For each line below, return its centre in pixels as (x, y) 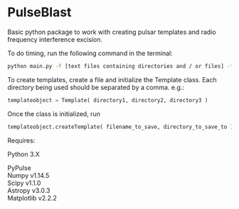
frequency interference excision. (55, 39)
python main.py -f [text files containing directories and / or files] (116, 66)
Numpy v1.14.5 (28, 175)
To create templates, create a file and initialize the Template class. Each (112, 79)
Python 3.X (24, 154)
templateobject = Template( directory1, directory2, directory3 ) (108, 100)
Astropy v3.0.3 (29, 190)
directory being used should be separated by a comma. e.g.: (96, 87)
